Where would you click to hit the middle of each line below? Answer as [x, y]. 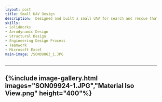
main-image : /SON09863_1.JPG [34, 54]
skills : [13, 23]
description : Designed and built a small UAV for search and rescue [76, 18]
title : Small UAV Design [30, 14]
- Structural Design [26, 37]
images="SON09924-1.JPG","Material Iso [70, 85]
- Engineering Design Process [35, 41]
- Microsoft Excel [23, 50]
